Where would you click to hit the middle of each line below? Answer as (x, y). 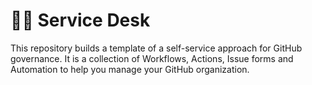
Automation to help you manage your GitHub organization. (130, 69)
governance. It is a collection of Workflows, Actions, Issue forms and (152, 58)
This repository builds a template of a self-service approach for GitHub (156, 48)
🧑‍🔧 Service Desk (80, 20)
